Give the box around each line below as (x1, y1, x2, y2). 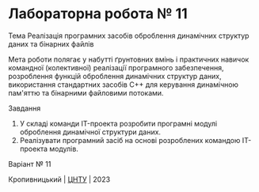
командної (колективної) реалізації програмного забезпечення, (8, 62, 224, 72)
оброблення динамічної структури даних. (19, 127, 161, 137)
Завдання (8, 104, 41, 113)
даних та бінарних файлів (8, 39, 94, 48)
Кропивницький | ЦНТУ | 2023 (8, 175, 111, 184)
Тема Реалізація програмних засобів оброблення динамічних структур (8, 31, 249, 40)
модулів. (49, 144, 79, 153)
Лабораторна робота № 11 (8, 5, 188, 23)
